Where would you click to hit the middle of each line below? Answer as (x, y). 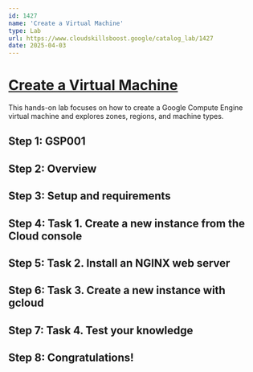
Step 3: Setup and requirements (90, 196)
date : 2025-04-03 (37, 46)
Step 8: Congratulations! (71, 358)
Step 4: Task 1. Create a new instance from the (127, 223)
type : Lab (25, 31)
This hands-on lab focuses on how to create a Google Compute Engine (126, 108)
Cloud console (45, 236)
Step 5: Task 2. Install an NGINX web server (119, 263)
